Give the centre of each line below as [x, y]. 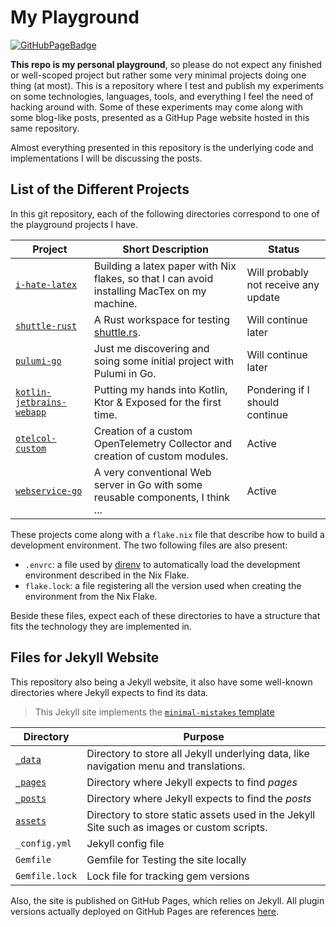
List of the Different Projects [100, 189]
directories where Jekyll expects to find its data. [109, 692]
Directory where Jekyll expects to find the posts [199, 798]
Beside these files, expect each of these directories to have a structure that [165, 615]
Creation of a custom [143, 431]
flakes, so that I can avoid [153, 278]
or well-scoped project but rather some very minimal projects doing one [158, 75]
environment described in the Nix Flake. [107, 575]
